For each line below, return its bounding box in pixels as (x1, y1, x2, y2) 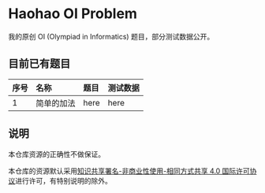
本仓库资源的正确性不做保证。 (8, 149, 105, 158)
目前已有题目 (8, 57, 71, 71)
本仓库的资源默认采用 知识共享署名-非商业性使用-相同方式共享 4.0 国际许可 (8, 166, 250, 176)
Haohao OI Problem (8, 5, 138, 23)
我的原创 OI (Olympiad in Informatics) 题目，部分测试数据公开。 (8, 32, 215, 41)
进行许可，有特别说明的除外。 (15, 176, 112, 185)
